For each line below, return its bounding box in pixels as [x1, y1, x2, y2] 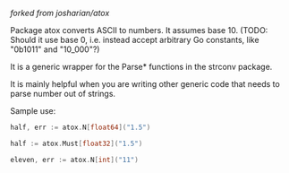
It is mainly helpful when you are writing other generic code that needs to [10, 79, 280, 89]
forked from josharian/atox [10, 8, 110, 18]
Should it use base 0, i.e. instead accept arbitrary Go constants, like [10, 35, 259, 45]
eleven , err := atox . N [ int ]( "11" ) [10, 155, 140, 164]
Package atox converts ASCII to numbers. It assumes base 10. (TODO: [10, 25, 268, 35]
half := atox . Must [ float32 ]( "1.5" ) [10, 139, 143, 148]
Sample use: [10, 106, 56, 116]
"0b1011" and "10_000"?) [10, 44, 100, 55]
